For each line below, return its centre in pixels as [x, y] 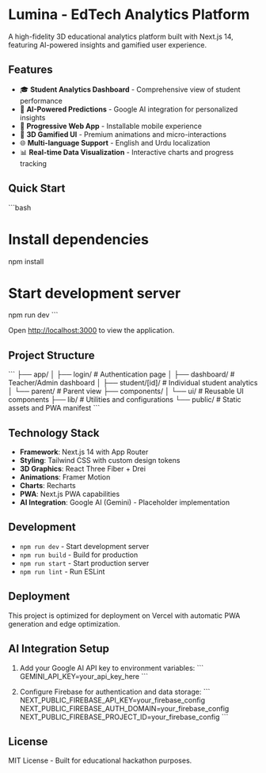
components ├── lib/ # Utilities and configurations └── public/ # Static [125, 400]
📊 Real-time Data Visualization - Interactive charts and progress [127, 152]
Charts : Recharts [48, 486]
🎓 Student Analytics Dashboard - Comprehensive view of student [130, 89]
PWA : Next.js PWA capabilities [70, 494]
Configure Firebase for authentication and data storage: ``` [115, 692]
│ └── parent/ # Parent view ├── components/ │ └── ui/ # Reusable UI [126, 391]
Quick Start [37, 189]
